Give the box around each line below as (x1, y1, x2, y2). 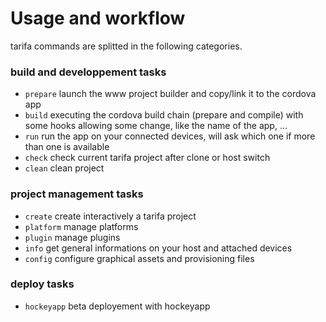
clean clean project (24, 162, 105, 174)
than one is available (24, 141, 110, 153)
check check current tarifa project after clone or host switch (24, 152, 271, 164)
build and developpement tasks (10, 65, 167, 79)
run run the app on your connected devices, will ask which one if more (24, 130, 316, 142)
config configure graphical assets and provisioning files (24, 252, 255, 264)
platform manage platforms (24, 220, 139, 232)
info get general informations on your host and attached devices (24, 242, 293, 254)
